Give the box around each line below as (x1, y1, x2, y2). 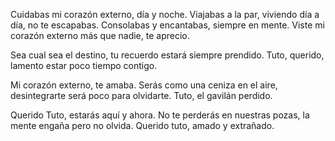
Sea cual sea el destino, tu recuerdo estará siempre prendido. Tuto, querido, (10, 49, 325, 61)
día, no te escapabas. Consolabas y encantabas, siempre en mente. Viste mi (10, 19, 325, 31)
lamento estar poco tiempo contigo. (10, 60, 158, 71)
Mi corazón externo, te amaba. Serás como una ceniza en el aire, (10, 79, 278, 91)
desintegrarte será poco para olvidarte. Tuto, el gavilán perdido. (10, 90, 273, 101)
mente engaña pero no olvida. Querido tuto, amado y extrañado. (10, 120, 275, 131)
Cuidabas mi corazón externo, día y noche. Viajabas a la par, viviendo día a (10, 9, 320, 20)
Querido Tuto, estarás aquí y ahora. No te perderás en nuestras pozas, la (10, 109, 310, 121)
